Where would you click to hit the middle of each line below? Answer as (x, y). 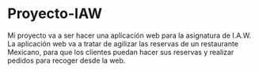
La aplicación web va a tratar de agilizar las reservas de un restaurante (123, 43)
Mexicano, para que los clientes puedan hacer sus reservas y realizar (121, 52)
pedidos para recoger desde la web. (67, 60)
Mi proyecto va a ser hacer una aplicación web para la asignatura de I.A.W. (129, 35)
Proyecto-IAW (55, 14)
